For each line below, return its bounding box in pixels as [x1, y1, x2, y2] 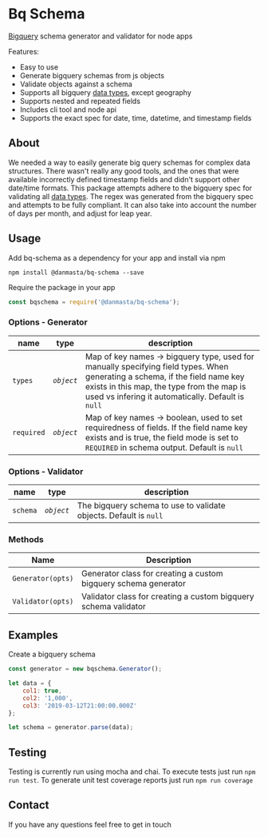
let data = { [8, 680, 52, 688]
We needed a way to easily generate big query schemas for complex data [8, 157, 251, 167]
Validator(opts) [12, 597, 74, 606]
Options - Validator [8, 465, 84, 476]
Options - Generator [8, 317, 88, 328]
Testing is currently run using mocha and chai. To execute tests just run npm [8, 767, 256, 776]
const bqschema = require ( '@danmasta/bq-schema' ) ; [8, 297, 180, 306]
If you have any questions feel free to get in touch [8, 819, 171, 829]
